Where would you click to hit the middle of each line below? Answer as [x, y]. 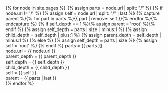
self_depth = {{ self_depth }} [35, 62]
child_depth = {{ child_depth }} [37, 67]
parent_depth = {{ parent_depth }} [41, 56]
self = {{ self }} [21, 73]
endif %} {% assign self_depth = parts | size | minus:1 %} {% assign [76, 29]
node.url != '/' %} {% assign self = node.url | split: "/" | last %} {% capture [82, 13]
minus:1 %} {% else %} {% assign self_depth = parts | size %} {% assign [81, 40]
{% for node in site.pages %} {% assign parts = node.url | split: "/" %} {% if [84, 8]
